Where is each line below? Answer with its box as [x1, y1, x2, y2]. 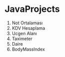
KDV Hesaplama [11, 25, 46, 31]
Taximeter [11, 36, 33, 42]
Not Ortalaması [11, 20, 43, 26]
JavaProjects [4, 3, 60, 15]
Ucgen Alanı [11, 30, 37, 36]
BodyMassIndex [11, 46, 45, 52]
